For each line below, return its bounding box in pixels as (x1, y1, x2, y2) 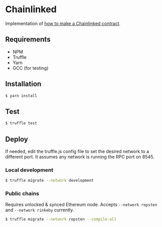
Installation (5, 80, 42, 89)
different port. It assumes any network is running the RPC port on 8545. (5, 154, 154, 160)
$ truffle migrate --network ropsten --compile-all (5, 217, 116, 222)
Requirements (5, 35, 51, 44)
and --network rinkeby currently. (5, 207, 74, 213)
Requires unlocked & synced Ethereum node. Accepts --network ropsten (5, 202, 157, 208)
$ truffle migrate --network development (5, 178, 94, 183)
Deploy (5, 135, 28, 144)
